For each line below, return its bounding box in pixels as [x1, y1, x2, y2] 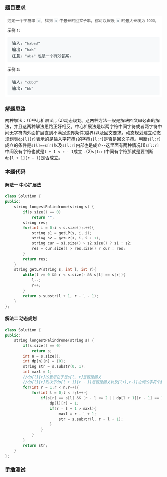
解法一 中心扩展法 [5, 182, 41, 188]
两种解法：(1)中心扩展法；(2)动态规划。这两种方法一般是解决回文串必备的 [5, 118, 156, 123]
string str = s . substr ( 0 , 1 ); [23, 364, 85, 369]
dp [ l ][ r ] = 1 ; [49, 401, 79, 406]
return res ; [23, 256, 48, 262]
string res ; [23, 220, 48, 225]
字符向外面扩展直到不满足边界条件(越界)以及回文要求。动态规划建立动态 [13, 130, 161, 136]
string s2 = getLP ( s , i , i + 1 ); [31, 236, 101, 241]
